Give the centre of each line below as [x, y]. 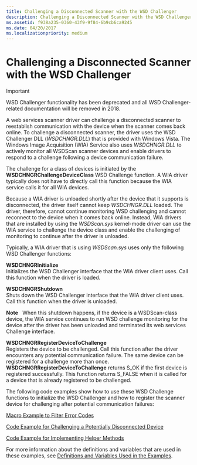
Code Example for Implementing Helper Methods [65, 438]
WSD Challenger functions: [39, 254]
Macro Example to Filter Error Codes [50, 415]
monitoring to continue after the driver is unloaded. [67, 236]
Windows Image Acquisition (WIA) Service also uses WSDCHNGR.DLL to [94, 145]
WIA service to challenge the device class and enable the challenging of [93, 230]
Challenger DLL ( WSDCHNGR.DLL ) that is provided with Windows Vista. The [98, 139]
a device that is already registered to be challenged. [69, 380]
